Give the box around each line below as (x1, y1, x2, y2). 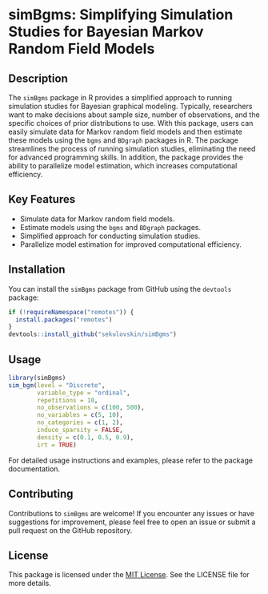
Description (8, 71, 68, 85)
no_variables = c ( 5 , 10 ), (37, 411, 124, 419)
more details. (8, 579, 52, 588)
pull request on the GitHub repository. (8, 525, 133, 535)
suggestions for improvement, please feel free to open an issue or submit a (8, 517, 256, 527)
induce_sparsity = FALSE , (37, 426, 124, 434)
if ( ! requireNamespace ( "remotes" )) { (8, 308, 134, 316)
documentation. (8, 463, 61, 474)
